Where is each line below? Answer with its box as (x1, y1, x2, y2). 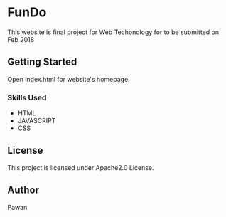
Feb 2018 (7, 35, 35, 43)
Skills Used (7, 92, 47, 102)
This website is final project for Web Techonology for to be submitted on (7, 28, 219, 36)
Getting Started (7, 56, 77, 68)
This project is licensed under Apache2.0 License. (7, 163, 154, 171)
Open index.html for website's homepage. (7, 75, 130, 83)
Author (7, 184, 39, 196)
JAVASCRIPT (17, 117, 56, 125)
